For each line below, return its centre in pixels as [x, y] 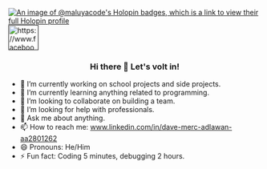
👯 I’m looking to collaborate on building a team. [97, 101]
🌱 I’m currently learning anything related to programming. [115, 93]
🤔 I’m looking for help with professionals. [87, 110]
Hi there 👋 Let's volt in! [135, 66]
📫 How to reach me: [54, 127]
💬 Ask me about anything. [63, 118]
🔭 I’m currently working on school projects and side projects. [120, 84]
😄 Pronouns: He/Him [55, 147]
